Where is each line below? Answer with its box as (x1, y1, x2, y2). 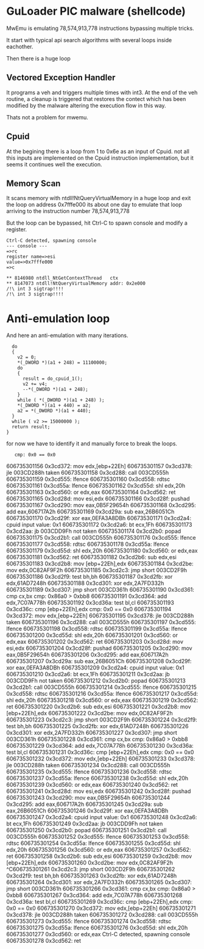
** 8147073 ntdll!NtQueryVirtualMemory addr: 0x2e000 (6, 280, 146, 287)
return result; (12, 424, 51, 430)
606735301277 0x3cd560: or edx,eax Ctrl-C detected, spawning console (6, 931, 191, 938)
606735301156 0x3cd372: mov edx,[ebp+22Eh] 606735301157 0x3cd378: (6, 463, 193, 470)
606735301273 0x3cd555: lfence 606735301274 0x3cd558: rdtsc (6, 918, 172, 925)
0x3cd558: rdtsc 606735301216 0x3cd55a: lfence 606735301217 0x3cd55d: (6, 690, 199, 698)
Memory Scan (6, 178, 61, 188)
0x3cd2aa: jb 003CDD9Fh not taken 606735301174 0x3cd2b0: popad (6, 527, 181, 535)
